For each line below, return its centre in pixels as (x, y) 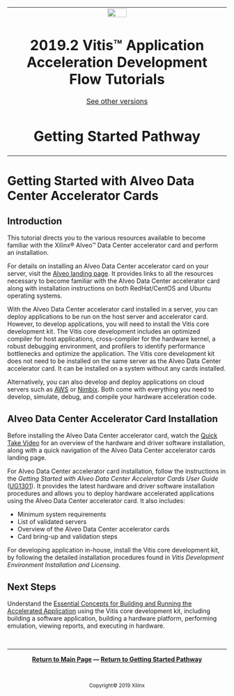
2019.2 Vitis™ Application (117, 45)
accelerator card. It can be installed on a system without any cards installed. (117, 369)
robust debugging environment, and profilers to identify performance (106, 346)
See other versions (117, 102)
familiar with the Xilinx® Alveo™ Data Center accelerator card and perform (113, 245)
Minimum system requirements (62, 514)
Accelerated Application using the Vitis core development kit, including (109, 611)
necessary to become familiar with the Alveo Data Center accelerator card (114, 281)
